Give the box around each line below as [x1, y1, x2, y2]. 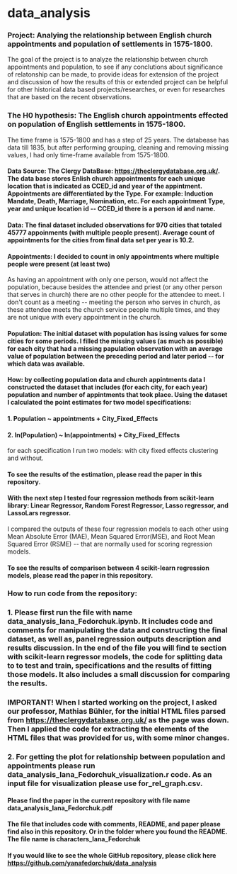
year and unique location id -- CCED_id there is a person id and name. [7, 204, 216, 213]
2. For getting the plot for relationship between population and [7, 752, 226, 762]
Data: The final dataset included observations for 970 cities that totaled [7, 220, 222, 229]
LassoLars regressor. [7, 509, 71, 517]
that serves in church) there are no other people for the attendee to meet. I [7, 291, 225, 299]
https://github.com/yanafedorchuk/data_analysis [7, 859, 157, 868]
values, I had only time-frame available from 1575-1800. [7, 150, 170, 159]
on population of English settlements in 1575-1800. [7, 119, 186, 129]
